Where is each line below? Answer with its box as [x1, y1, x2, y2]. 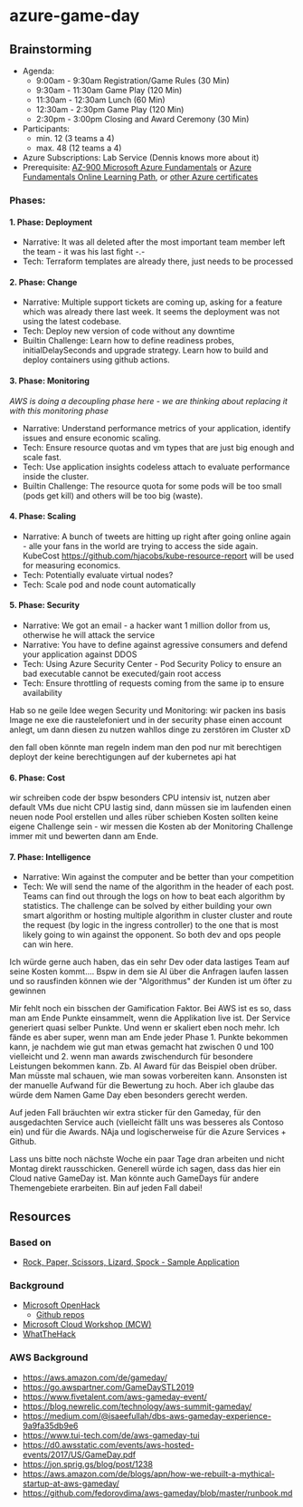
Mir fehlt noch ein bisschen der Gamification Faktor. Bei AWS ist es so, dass [9, 1003, 292, 1014]
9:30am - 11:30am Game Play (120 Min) [35, 85, 183, 95]
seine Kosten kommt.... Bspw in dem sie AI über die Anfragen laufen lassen [9, 966, 289, 977]
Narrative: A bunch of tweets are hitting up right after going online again [22, 531, 291, 542]
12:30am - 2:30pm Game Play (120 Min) [35, 104, 185, 114]
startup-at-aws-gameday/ [22, 1478, 120, 1489]
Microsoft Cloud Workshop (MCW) [22, 1319, 152, 1330]
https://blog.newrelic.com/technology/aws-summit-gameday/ [22, 1401, 252, 1412]
